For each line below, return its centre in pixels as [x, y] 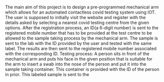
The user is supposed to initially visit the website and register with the [75, 17]
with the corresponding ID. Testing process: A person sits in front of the [77, 54]
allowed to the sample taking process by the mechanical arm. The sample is [82, 38]
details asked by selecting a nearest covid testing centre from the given [77, 22]
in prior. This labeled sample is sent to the [47, 74]
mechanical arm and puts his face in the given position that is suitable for [79, 59]
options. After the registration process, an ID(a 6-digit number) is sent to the [82, 28]
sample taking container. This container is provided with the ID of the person [82, 69]
